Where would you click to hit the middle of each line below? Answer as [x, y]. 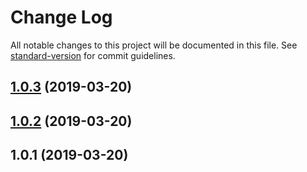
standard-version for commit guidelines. [93, 55]
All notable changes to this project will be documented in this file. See [154, 45]
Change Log [61, 17]
